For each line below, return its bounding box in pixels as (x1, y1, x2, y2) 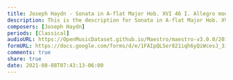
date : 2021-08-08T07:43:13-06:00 (7, 62, 104, 69)
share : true (7, 56, 42, 63)
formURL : (7, 42, 33, 49)
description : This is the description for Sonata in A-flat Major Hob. (7, 17, 218, 24)
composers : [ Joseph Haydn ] (7, 23, 85, 30)
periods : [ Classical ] (7, 29, 70, 37)
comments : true (7, 49, 51, 56)
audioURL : (7, 36, 36, 43)
